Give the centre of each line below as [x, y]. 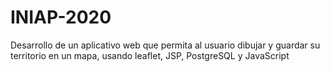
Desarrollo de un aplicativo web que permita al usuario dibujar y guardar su [165, 45]
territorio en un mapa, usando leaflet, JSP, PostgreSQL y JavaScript [150, 55]
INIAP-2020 [61, 17]
